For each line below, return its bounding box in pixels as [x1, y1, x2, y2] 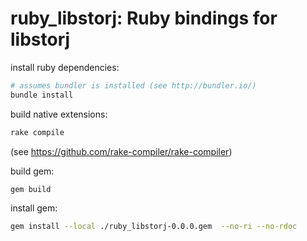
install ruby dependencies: [10, 61, 120, 73]
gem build [10, 184, 52, 194]
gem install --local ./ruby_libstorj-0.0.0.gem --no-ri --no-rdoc [10, 222, 298, 232]
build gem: [10, 165, 55, 177]
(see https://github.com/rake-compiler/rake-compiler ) [10, 145, 233, 157]
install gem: [10, 202, 58, 214]
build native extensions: [10, 108, 108, 120]
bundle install [10, 90, 74, 100]
